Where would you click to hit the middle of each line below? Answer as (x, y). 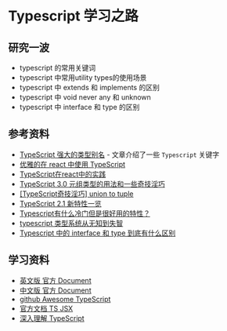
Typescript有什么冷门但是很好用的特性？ (85, 213)
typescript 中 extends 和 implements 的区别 (90, 87)
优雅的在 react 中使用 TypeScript (72, 164)
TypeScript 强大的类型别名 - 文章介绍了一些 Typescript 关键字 (119, 155)
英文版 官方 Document (55, 280)
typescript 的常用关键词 (58, 68)
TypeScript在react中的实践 (63, 174)
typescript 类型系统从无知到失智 (71, 223)
